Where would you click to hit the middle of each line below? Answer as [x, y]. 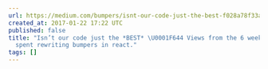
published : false [37, 30]
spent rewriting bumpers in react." [76, 45]
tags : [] [23, 52]
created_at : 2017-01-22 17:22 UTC [66, 23]
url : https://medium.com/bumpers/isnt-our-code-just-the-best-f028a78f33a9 [137, 15]
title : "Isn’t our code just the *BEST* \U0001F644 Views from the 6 [126, 38]
